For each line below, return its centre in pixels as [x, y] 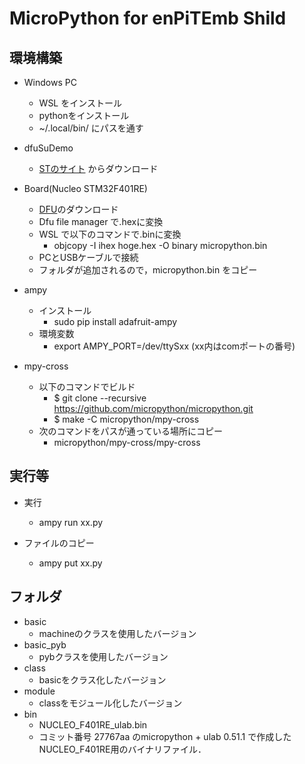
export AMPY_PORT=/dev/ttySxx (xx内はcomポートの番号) [174, 346]
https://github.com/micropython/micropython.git [153, 408]
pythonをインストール [84, 115]
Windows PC [50, 82]
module [39, 691]
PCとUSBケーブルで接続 [88, 257]
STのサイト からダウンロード [98, 168]
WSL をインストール [80, 103]
